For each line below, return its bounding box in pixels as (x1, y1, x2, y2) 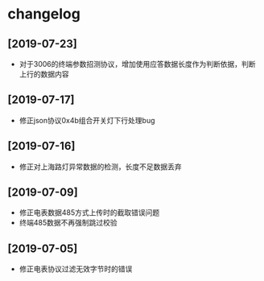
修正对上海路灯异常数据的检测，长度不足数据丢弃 (19, 162, 182, 171)
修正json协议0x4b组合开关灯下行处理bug (19, 115, 155, 125)
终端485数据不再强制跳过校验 (19, 218, 118, 228)
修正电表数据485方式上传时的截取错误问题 (19, 208, 160, 217)
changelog (7, 5, 81, 23)
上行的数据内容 (19, 69, 69, 79)
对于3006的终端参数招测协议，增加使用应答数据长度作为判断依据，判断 (19, 60, 256, 68)
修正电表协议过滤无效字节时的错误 (19, 264, 133, 274)
